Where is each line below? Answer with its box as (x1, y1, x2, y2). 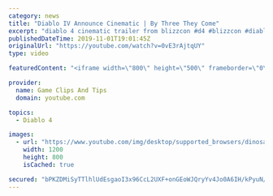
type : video (8, 49, 49, 58)
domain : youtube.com (15, 94, 85, 102)
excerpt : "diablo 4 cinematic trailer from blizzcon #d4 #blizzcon (8, 27, 242, 35)
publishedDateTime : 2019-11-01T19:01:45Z (8, 34, 151, 43)
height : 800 (23, 153, 63, 161)
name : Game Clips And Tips (15, 86, 107, 94)
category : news (8, 11, 60, 20)
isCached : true (23, 160, 75, 168)
